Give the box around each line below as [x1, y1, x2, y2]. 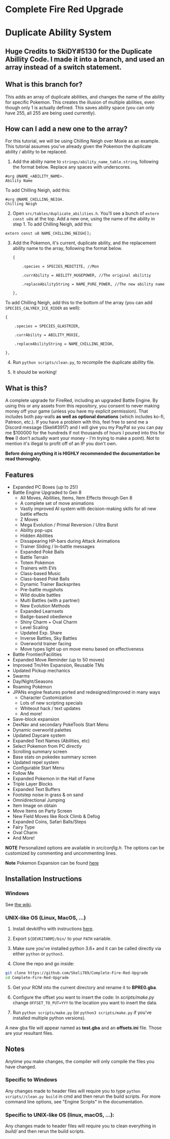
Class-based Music [20, 571, 61, 577]
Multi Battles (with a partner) [20, 597, 80, 604]
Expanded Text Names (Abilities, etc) [12, 738, 90, 744]
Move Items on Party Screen [12, 808, 72, 814]
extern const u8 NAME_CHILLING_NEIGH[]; [5, 231, 92, 236]
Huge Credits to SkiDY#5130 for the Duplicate [5, 47, 153, 55]
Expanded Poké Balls [20, 549, 64, 555]
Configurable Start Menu [12, 765, 65, 771]
